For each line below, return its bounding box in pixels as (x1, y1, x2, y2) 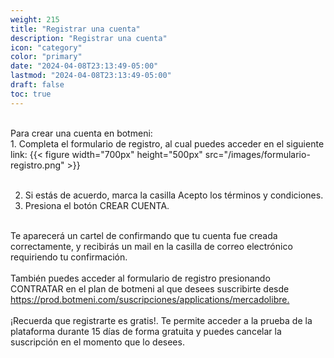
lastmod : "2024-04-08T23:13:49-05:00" (10, 71, 172, 81)
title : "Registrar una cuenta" (10, 24, 141, 34)
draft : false (10, 80, 65, 90)
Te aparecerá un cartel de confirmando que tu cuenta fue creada (10, 229, 278, 241)
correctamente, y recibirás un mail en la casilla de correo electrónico (10, 240, 293, 252)
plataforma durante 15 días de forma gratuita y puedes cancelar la (10, 325, 282, 337)
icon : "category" (10, 42, 83, 53)
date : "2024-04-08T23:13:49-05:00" (10, 61, 159, 71)
